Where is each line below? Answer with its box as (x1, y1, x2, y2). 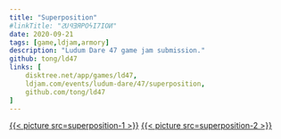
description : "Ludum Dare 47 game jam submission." (9, 46, 205, 55)
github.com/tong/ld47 (25, 87, 105, 96)
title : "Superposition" (9, 12, 98, 22)
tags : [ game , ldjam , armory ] (9, 37, 110, 47)
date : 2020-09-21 (9, 29, 74, 38)
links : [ (9, 63, 42, 72)
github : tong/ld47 (9, 54, 78, 63)
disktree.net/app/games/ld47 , (25, 71, 138, 80)
